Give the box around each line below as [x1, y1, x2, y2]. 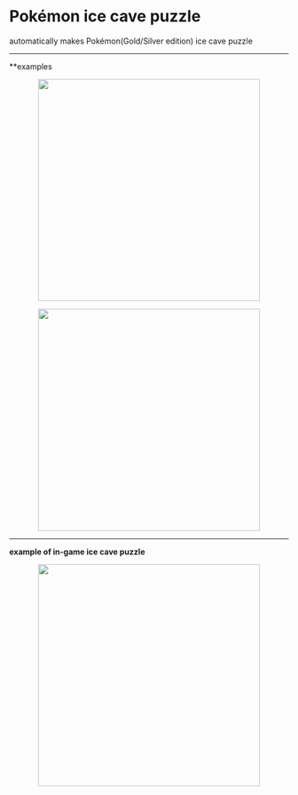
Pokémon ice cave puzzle [9, 6, 201, 27]
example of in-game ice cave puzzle [9, 546, 145, 557]
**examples [9, 60, 53, 72]
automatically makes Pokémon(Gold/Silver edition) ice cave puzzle [9, 36, 253, 46]
